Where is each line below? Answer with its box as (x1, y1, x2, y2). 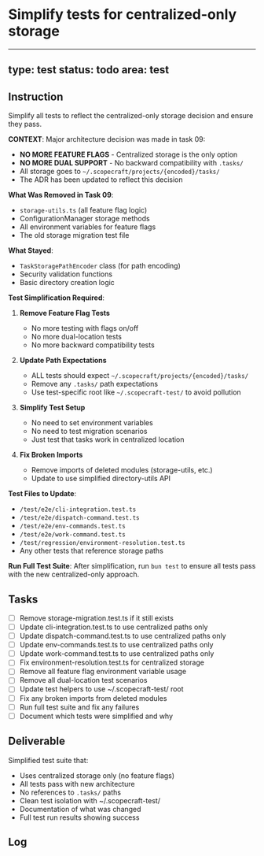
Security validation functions (19, 269, 112, 279)
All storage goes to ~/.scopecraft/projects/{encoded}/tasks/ (19, 167, 220, 176)
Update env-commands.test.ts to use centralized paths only (19, 640, 214, 650)
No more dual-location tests (31, 332, 122, 342)
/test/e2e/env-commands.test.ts (19, 522, 126, 531)
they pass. (8, 120, 42, 129)
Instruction (8, 90, 64, 103)
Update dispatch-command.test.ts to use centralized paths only (19, 632, 226, 641)
